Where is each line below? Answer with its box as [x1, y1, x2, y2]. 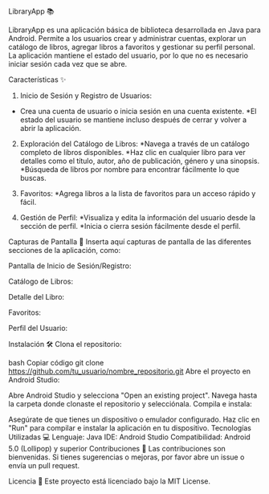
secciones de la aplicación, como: [8, 246, 121, 255]
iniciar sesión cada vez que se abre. [8, 59, 128, 68]
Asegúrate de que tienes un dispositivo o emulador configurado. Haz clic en [8, 414, 260, 424]
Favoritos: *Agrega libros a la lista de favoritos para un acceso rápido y [19, 189, 256, 198]
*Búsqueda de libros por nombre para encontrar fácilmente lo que [19, 165, 239, 174]
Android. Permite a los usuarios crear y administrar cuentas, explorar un [8, 34, 247, 43]
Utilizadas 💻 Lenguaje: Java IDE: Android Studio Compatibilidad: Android [8, 432, 251, 442]
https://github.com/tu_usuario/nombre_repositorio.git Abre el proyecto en [8, 366, 251, 376]
